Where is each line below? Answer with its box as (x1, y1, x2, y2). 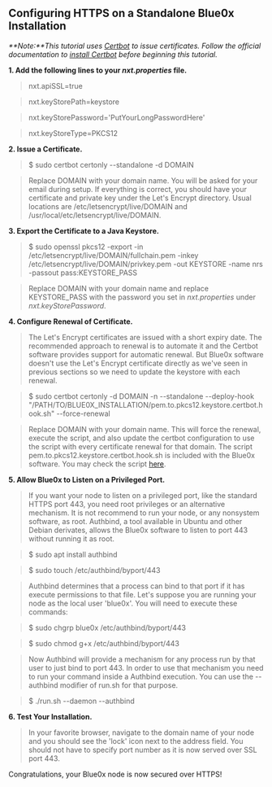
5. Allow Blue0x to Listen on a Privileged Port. (8, 474, 166, 484)
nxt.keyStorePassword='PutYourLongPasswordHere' (28, 112, 205, 122)
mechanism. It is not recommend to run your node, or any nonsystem (28, 508, 260, 518)
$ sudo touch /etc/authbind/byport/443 (28, 565, 161, 575)
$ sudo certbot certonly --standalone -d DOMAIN (28, 160, 195, 169)
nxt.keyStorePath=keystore (28, 97, 120, 107)
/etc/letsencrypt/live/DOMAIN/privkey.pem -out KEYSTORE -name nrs (28, 259, 264, 269)
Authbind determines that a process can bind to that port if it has (28, 581, 245, 591)
